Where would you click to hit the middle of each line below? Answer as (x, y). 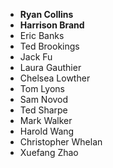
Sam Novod (44, 99)
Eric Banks (42, 35)
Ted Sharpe (43, 110)
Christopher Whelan (61, 142)
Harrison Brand (52, 25)
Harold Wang (47, 131)
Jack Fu (36, 57)
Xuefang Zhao (49, 152)
